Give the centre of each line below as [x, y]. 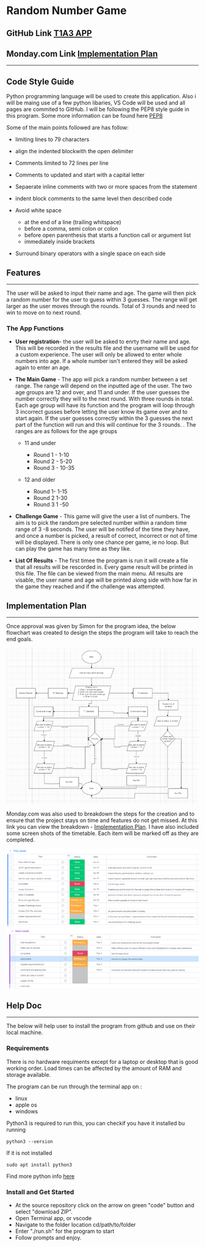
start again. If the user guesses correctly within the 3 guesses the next [104, 418]
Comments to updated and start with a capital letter [80, 175]
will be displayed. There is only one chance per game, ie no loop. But [102, 542]
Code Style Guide [40, 81]
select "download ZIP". [44, 1212]
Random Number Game [67, 11]
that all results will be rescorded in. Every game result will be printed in [104, 567]
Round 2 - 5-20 [53, 461]
